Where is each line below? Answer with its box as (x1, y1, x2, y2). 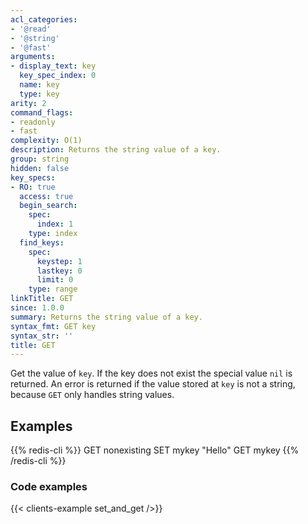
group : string (10, 154, 70, 164)
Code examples (10, 479, 88, 493)
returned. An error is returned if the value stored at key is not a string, (10, 378, 296, 390)
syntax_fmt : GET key (10, 321, 97, 331)
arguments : (10, 52, 56, 62)
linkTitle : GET (10, 294, 74, 304)
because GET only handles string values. (10, 389, 175, 401)
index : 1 (36, 219, 74, 230)
